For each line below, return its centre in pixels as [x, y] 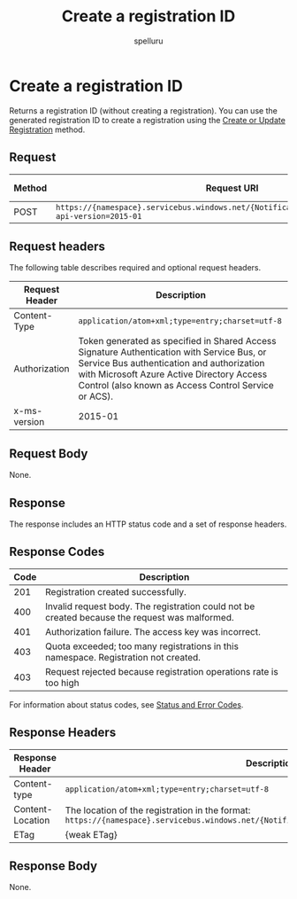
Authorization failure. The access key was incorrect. [153, 631]
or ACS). [95, 396]
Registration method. [47, 129]
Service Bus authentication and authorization [171, 364]
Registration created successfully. [116, 591]
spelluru [148, 41]
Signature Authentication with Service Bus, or [172, 352]
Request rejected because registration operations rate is [162, 671]
